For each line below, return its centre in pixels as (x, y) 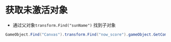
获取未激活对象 (37, 10)
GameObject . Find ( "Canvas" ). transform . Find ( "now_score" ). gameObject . (79, 34)
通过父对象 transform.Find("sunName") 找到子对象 (64, 25)
